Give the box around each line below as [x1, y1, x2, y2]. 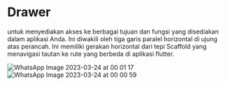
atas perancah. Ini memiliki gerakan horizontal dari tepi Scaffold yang [7, 42, 207, 50]
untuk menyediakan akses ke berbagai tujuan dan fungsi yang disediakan [7, 27, 219, 36]
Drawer [7, 4, 51, 20]
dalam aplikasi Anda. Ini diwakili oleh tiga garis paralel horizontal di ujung [7, 34, 218, 43]
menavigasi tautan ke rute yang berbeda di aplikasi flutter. [7, 50, 175, 58]
